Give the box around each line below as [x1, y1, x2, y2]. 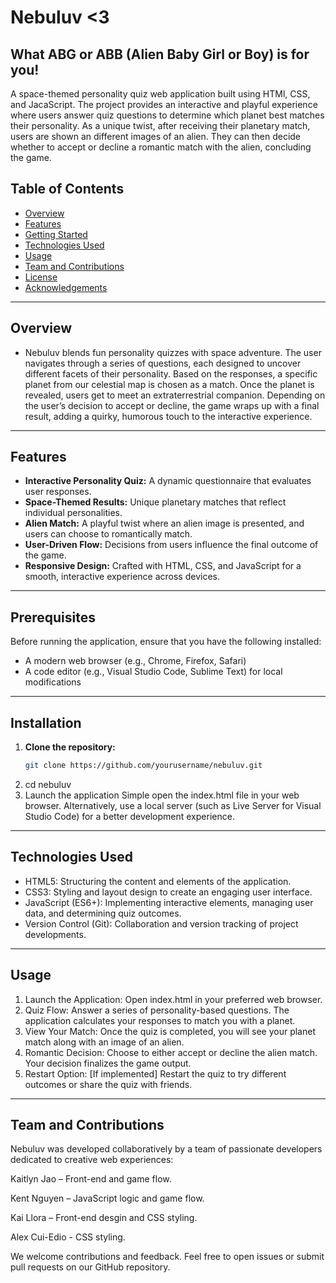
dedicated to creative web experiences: [10, 1154, 174, 1166]
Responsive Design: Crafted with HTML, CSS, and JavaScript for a [24, 560, 302, 572]
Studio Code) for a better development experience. [24, 810, 235, 822]
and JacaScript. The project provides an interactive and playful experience [10, 99, 318, 110]
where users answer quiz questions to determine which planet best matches [10, 109, 325, 121]
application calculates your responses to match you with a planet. [24, 1014, 296, 1026]
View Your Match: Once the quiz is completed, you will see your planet [24, 1025, 316, 1037]
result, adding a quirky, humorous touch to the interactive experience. [24, 410, 313, 422]
